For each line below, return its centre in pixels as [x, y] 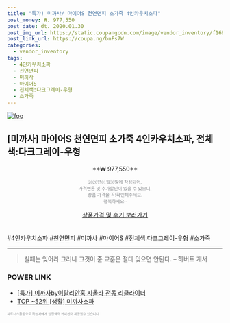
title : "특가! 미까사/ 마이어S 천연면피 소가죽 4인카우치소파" [84, 13]
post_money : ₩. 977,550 [41, 20]
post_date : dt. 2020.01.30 [46, 26]
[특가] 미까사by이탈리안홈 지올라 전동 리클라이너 [81, 293]
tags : [15, 58]
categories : [24, 45]
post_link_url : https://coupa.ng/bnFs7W [66, 39]
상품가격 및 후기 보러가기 [115, 215]
